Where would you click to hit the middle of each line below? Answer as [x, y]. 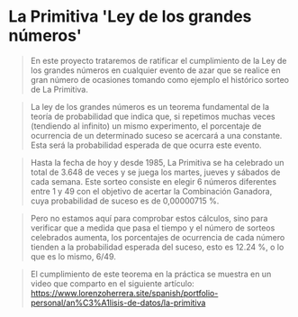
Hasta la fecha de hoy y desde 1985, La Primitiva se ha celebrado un [157, 162]
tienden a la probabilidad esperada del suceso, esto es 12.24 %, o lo [157, 247]
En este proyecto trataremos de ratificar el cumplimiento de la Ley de [158, 60]
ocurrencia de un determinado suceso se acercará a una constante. [156, 135]
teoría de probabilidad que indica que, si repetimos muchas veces [153, 116]
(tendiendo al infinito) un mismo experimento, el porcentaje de [146, 126]
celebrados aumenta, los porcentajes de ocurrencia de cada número [158, 237]
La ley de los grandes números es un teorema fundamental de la [150, 106]
